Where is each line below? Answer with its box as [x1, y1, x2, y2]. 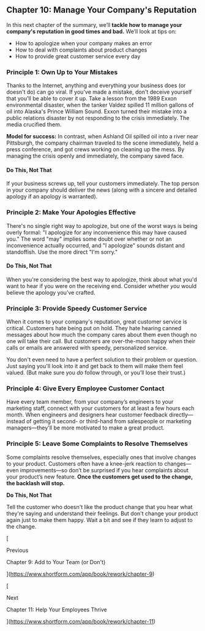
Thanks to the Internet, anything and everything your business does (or [6, 82, 186, 89]
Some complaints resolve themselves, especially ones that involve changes [6, 453, 196, 461]
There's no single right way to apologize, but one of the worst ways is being [6, 222, 198, 229]
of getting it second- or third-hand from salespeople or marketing [26, 418, 192, 425]
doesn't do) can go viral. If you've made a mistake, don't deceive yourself [6, 88, 192, 96]
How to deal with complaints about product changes [15, 46, 147, 53]
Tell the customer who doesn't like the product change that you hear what [6, 503, 193, 510]
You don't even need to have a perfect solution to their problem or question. [6, 356, 198, 363]
